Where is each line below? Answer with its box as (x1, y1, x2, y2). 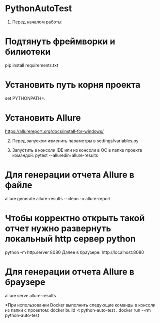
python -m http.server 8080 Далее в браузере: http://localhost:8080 (5, 249, 144, 255)
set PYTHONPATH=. (5, 95, 46, 101)
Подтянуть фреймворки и (5, 36, 115, 47)
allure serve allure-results (5, 292, 56, 298)
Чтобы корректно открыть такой (5, 212, 145, 224)
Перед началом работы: (12, 19, 63, 25)
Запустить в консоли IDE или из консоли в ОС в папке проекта (12, 147, 142, 153)
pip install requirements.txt (5, 62, 59, 68)
